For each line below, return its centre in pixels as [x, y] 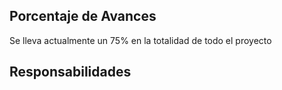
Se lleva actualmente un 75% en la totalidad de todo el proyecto [140, 40]
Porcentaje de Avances [83, 16]
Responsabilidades [70, 72]
